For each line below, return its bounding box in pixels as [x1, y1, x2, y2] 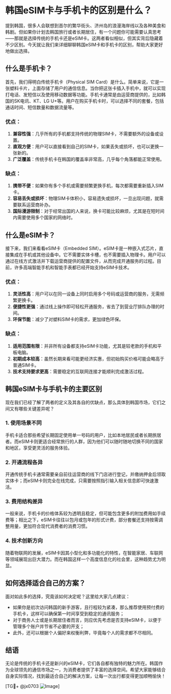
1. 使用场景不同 [5, 420, 42, 427]
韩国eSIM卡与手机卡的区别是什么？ [5, 5, 152, 16]
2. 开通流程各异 [5, 459, 43, 466]
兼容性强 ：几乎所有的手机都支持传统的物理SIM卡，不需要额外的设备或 [12, 131, 159, 137]
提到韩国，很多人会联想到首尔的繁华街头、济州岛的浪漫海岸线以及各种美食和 [5, 22, 166, 29]
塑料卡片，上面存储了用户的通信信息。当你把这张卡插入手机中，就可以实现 [9, 85, 166, 91]
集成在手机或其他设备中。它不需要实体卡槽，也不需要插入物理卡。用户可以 [9, 252, 166, 258]
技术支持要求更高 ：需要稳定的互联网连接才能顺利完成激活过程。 [12, 368, 147, 374]
